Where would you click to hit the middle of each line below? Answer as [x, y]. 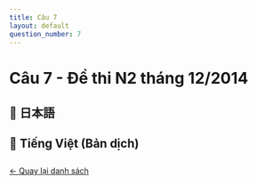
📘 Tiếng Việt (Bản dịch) [74, 144]
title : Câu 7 [33, 17]
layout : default [39, 26]
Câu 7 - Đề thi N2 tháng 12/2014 [129, 78]
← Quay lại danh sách [49, 171]
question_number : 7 [45, 34]
